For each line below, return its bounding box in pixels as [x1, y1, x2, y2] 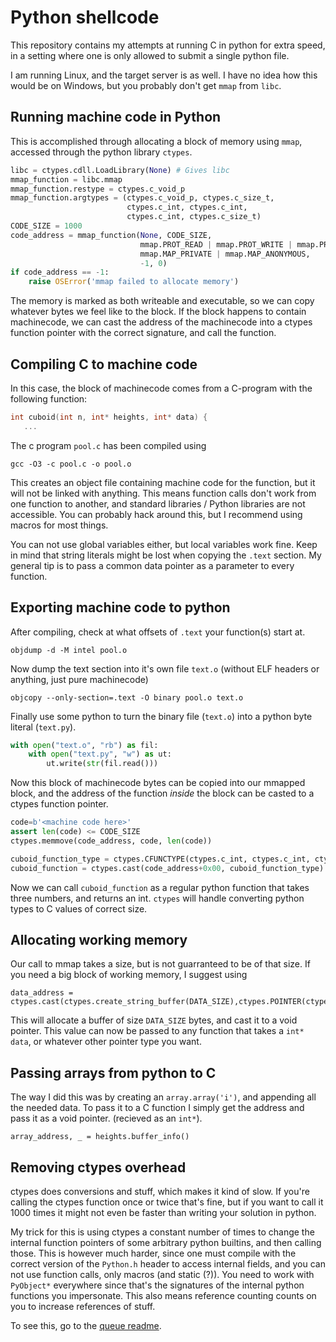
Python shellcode [10, 6, 160, 29]
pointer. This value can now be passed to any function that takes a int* [10, 1025, 305, 1037]
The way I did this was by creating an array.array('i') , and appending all [10, 1091, 317, 1103]
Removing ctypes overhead [10, 1159, 187, 1176]
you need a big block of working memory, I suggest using [10, 969, 248, 981]
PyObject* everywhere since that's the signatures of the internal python [10, 1279, 305, 1291]
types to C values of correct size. [10, 902, 148, 915]
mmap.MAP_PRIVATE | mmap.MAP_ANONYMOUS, [139, 249, 311, 259]
